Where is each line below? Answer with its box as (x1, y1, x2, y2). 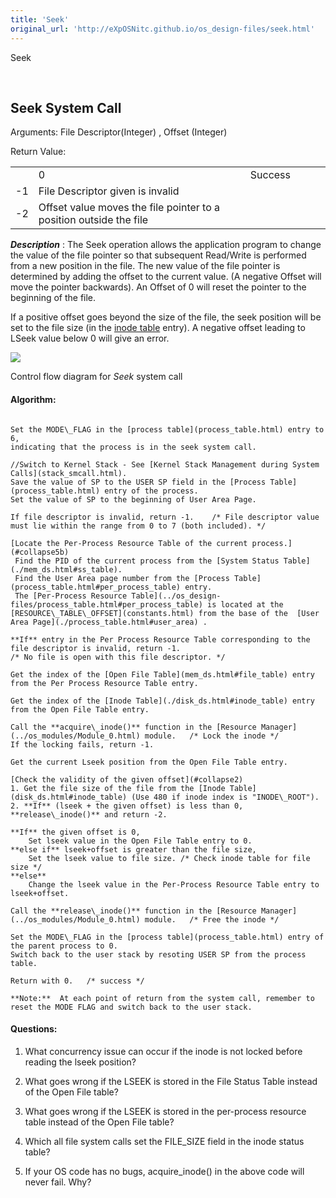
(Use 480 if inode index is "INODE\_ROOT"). (131, 792, 320, 802)
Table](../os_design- (131, 591, 222, 601)
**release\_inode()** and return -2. (10, 809, 168, 820)
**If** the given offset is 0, (10, 827, 141, 837)
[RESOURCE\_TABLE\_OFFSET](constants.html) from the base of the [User (10, 608, 320, 618)
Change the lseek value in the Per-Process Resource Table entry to (28, 879, 320, 890)
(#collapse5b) (10, 547, 70, 557)
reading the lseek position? (24, 1056, 137, 1068)
